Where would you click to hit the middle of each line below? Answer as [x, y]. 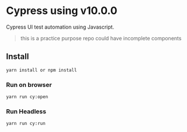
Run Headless [26, 111]
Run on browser [29, 85]
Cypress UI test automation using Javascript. [60, 27]
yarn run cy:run [26, 124]
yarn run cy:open [27, 97]
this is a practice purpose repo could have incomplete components [101, 38]
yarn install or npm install [41, 70]
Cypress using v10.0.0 [62, 11]
